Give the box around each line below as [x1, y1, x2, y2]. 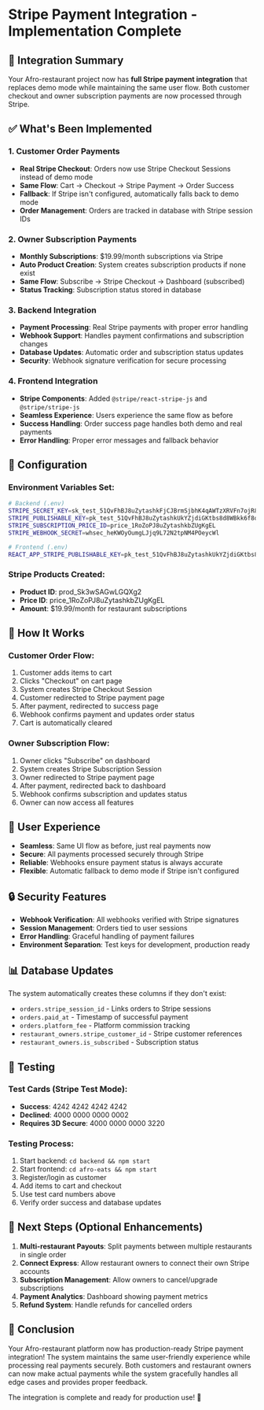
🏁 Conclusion [8, 1323, 75, 1336]
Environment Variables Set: [8, 482, 115, 493]
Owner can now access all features [19, 798, 134, 807]
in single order [19, 1249, 67, 1259]
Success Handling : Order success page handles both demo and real [19, 419, 243, 428]
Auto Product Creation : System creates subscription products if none [19, 260, 246, 269]
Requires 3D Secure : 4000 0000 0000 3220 [19, 1118, 165, 1127]
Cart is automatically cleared [19, 718, 112, 727]
